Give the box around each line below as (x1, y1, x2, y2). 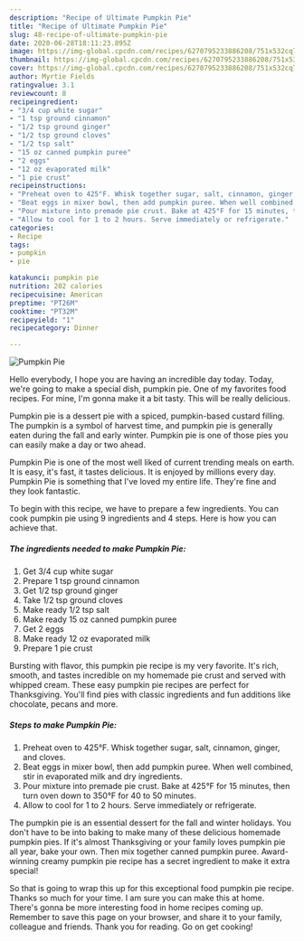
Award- (261, 846, 290, 857)
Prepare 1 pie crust (22, 643, 93, 654)
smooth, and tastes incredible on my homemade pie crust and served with (9, 670, 287, 681)
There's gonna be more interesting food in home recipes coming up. (9, 902, 264, 913)
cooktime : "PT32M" (9, 306, 79, 316)
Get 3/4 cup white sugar (22, 566, 114, 577)
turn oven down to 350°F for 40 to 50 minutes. (22, 790, 197, 801)
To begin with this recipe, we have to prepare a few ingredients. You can (9, 503, 279, 514)
